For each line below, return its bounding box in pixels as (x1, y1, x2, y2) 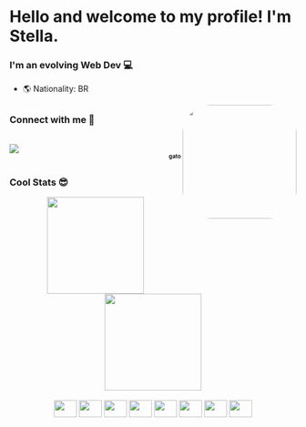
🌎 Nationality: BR (22, 84, 89, 95)
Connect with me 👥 (9, 113, 96, 126)
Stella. (9, 25, 59, 46)
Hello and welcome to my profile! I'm (9, 6, 291, 27)
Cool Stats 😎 (9, 176, 68, 188)
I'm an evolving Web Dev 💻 (9, 59, 134, 72)
